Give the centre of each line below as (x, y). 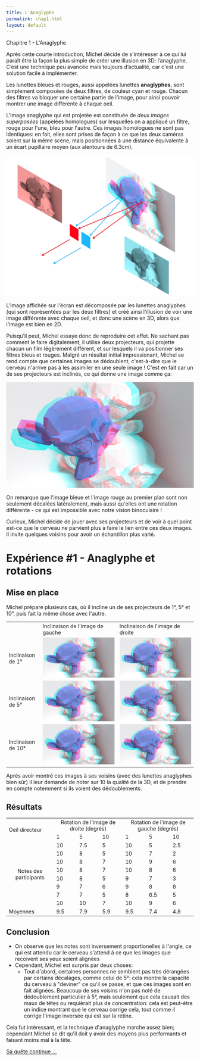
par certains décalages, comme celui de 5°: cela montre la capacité (106, 978)
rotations (29, 571)
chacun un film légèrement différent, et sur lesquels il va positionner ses (95, 349)
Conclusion (28, 932)
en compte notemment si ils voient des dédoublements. (74, 788)
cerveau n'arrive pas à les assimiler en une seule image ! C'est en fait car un (100, 368)
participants (30, 878)
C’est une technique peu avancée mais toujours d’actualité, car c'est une (95, 67)
